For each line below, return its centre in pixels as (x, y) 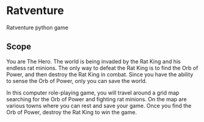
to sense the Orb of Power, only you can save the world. (77, 81)
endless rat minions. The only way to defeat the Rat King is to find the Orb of (102, 68)
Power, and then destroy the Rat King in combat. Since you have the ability (100, 74)
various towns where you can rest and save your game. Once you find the (99, 106)
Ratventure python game (37, 27)
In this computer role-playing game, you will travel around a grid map (93, 93)
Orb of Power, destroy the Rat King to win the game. (72, 112)
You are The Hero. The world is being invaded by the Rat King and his (93, 61)
